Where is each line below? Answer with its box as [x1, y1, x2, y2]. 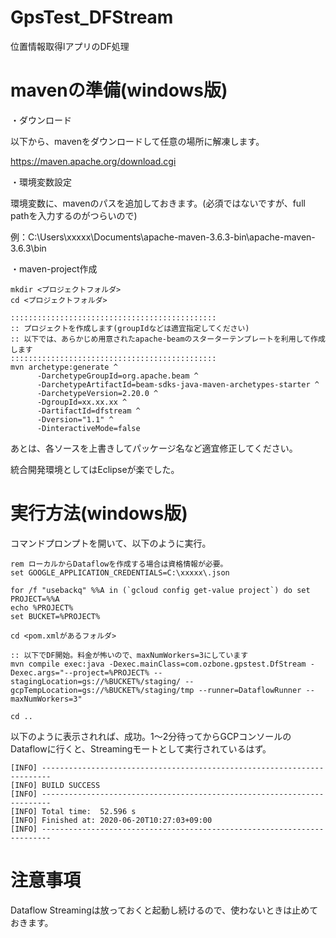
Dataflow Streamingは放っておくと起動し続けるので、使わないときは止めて [10, 904, 319, 916]
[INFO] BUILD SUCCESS [10, 780, 101, 790]
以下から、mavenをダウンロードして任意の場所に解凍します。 [10, 135, 265, 147]
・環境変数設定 [10, 176, 72, 188]
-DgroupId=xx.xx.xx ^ [36, 397, 128, 407]
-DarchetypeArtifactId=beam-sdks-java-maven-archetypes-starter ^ [36, 379, 320, 390]
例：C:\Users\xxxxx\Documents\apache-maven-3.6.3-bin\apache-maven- [10, 231, 316, 243]
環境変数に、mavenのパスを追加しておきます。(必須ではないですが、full [10, 197, 306, 209]
